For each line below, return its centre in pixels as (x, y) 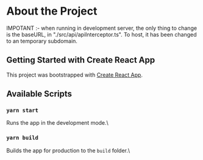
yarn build (22, 138)
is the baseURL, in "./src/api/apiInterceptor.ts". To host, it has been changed (101, 34)
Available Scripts (39, 94)
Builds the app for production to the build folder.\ (68, 150)
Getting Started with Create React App (81, 60)
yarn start (22, 110)
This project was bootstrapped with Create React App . (75, 75)
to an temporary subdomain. (42, 41)
